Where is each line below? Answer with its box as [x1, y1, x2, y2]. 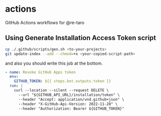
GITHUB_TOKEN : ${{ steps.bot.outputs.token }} [14, 79, 111, 84]
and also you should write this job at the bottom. [5, 60, 103, 66]
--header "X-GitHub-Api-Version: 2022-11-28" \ [18, 101, 118, 106]
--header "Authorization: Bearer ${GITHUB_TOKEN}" [18, 106, 125, 111]
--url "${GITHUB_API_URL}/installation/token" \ [18, 92, 120, 97]
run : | [9, 83, 23, 89]
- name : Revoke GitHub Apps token [5, 70, 76, 74]
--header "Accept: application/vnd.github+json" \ [18, 97, 125, 102]
